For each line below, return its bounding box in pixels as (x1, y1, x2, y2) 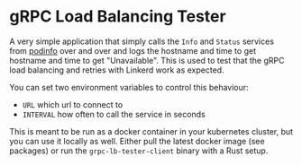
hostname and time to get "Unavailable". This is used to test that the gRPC (9, 55, 285, 65)
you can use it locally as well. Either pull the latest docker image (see (9, 135, 265, 146)
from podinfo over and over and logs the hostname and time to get (9, 45, 257, 56)
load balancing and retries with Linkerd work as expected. (9, 65, 224, 75)
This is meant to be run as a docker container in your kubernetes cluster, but (9, 126, 294, 136)
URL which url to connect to (22, 99, 124, 109)
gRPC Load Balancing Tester (9, 6, 227, 27)
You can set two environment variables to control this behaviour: (9, 82, 250, 92)
